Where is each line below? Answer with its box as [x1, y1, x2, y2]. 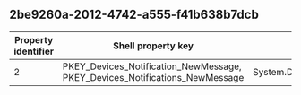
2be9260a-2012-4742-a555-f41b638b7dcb [9, 7, 260, 22]
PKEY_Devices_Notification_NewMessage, [62, 60, 242, 73]
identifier [13, 45, 54, 57]
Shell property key [113, 39, 194, 52]
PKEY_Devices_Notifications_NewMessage [62, 71, 245, 83]
